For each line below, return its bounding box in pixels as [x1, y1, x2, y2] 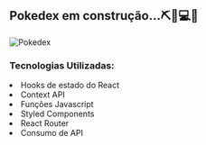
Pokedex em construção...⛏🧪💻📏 [9, 8, 199, 23]
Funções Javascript [21, 99, 94, 110]
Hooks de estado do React [21, 80, 120, 91]
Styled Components [21, 108, 95, 120]
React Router [21, 118, 70, 129]
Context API [21, 89, 65, 100]
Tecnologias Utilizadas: [9, 59, 115, 71]
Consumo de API [21, 128, 84, 139]
